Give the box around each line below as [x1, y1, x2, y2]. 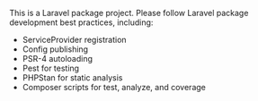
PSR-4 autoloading [22, 54, 93, 63]
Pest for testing [22, 63, 79, 73]
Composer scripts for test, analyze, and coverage [22, 82, 207, 92]
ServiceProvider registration [22, 35, 128, 45]
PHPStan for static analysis [22, 72, 123, 83]
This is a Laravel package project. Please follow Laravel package [9, 8, 249, 18]
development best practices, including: [9, 17, 154, 28]
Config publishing [22, 44, 88, 55]
